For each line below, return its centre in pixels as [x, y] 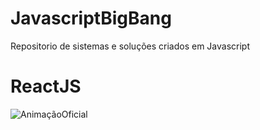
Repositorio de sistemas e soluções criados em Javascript [130, 46]
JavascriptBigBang [91, 18]
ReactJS [46, 86]
